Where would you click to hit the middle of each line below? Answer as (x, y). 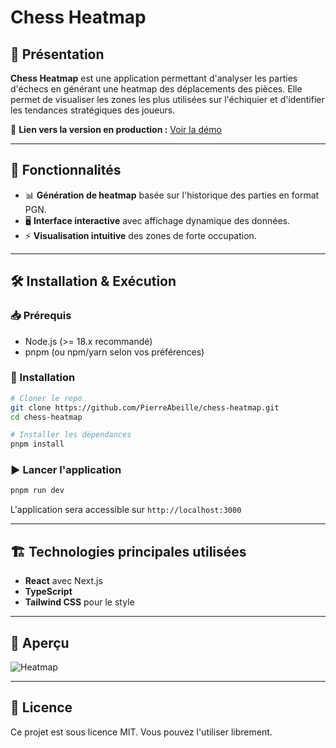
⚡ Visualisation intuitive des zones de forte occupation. (140, 235)
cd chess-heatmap (46, 417)
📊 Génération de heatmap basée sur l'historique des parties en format (172, 195)
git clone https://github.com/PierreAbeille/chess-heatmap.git (145, 407)
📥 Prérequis (41, 316)
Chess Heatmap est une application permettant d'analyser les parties (154, 78)
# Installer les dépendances (71, 435)
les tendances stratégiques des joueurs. (93, 110)
